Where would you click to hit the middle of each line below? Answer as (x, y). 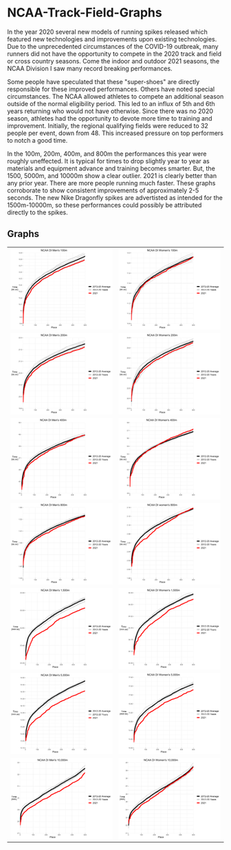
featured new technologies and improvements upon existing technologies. (112, 39)
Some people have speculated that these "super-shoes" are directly (103, 81)
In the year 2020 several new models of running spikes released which (107, 32)
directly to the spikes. (38, 212)
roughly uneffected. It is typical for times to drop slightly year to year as (108, 161)
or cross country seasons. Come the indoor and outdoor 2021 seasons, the (113, 61)
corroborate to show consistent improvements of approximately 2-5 (103, 190)
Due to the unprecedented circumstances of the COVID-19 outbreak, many (113, 46)
